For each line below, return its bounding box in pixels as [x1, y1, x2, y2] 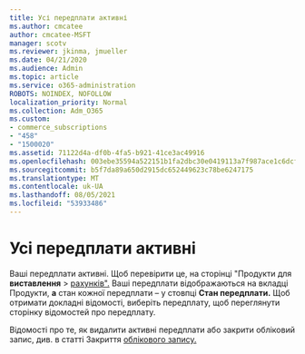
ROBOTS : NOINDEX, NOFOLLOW [9, 89, 112, 98]
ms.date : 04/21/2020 [9, 55, 88, 64]
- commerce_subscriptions [9, 123, 107, 133]
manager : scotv [9, 38, 67, 48]
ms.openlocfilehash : [9, 156, 88, 166]
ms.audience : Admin [9, 64, 84, 74]
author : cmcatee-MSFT [9, 30, 92, 39]
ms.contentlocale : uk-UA [9, 182, 103, 192]
